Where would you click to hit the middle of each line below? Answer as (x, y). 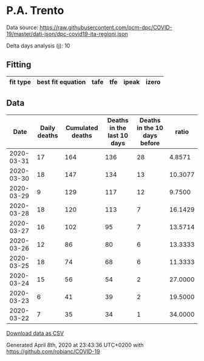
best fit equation (61, 81)
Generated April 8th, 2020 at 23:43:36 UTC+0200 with (75, 345)
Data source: (22, 27)
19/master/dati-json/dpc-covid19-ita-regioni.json (67, 33)
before (150, 143)
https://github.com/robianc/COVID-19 (53, 351)
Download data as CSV (35, 333)
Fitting (19, 65)
